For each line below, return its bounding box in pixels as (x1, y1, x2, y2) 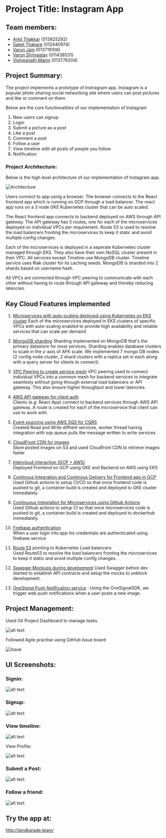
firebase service (12, 535, 46, 541)
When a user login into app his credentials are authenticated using (12, 530, 148, 536)
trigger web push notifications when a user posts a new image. (12, 590, 141, 596)
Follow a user (12, 140, 41, 146)
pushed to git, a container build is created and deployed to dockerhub (12, 510, 155, 516)
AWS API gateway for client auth (12, 394, 79, 399)
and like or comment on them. (5, 95, 67, 101)
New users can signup (12, 114, 59, 120)
